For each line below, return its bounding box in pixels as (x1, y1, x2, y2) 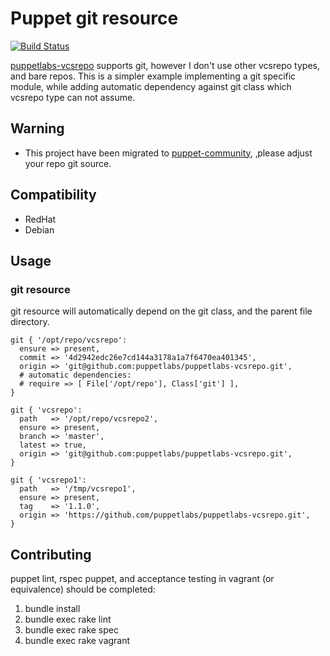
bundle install (24, 603, 81, 615)
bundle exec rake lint (24, 613, 112, 626)
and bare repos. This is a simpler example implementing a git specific (10, 70, 297, 82)
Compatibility (10, 187, 97, 204)
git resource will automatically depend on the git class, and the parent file (10, 305, 313, 317)
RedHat (24, 213, 57, 225)
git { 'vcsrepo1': (10, 475, 87, 486)
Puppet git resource (10, 7, 179, 30)
